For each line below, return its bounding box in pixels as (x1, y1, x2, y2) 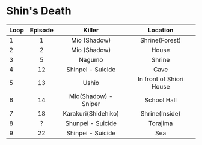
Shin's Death (6, 4, 72, 18)
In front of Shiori (137, 75, 184, 83)
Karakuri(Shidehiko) (63, 109, 120, 117)
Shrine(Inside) (140, 109, 181, 117)
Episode (29, 26, 54, 34)
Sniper (81, 99, 100, 108)
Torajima (148, 119, 173, 127)
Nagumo (79, 55, 103, 64)
